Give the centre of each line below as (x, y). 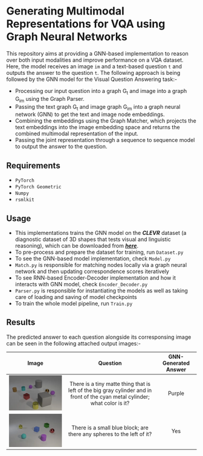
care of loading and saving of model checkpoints (76, 297)
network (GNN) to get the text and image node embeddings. (90, 114)
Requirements (33, 165)
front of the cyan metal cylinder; (110, 396)
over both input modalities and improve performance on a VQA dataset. (95, 60)
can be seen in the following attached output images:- (73, 343)
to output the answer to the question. (61, 147)
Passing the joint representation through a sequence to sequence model (105, 140)
